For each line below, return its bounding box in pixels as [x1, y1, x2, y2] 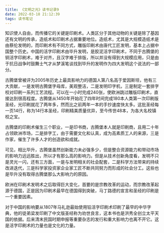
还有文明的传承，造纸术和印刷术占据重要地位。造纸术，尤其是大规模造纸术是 [5, 36, 159, 42]
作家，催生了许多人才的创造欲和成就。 [5, 136, 82, 142]
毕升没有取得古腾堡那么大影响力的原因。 [9, 171, 91, 177]
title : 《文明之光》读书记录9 [5, 7, 60, 12]
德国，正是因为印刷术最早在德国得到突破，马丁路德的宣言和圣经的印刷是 [13, 188, 159, 193]
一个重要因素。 [5, 194, 35, 200]
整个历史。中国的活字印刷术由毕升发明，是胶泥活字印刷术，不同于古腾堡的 [9, 48, 159, 54]
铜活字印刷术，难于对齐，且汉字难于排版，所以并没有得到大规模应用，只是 [5, 55, 155, 61]
